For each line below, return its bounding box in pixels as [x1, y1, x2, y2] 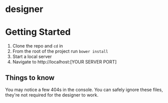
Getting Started [5, 26, 71, 38]
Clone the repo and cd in [12, 43, 63, 49]
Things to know [5, 73, 55, 82]
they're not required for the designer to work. [5, 91, 99, 98]
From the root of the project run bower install [12, 48, 108, 54]
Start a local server [12, 53, 52, 59]
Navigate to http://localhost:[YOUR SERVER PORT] [12, 59, 117, 65]
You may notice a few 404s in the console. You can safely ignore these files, [5, 86, 163, 92]
